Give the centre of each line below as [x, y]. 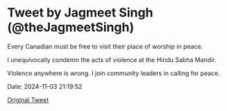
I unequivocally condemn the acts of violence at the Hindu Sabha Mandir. [112, 59]
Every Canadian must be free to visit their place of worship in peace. [105, 46]
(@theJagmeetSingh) [70, 27]
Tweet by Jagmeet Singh [80, 13]
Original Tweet [28, 100]
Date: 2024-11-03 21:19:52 [45, 86]
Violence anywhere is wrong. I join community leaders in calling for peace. [113, 73]
